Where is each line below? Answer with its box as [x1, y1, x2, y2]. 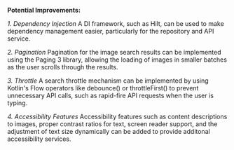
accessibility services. [7, 135, 71, 143]
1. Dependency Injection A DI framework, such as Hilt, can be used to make [7, 20, 224, 27]
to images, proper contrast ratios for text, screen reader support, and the [7, 120, 218, 128]
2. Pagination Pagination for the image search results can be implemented [7, 48, 222, 56]
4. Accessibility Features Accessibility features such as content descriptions [7, 112, 228, 121]
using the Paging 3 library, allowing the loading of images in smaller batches [7, 55, 228, 64]
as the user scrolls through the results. [7, 63, 118, 71]
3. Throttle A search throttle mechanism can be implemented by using [7, 76, 209, 85]
